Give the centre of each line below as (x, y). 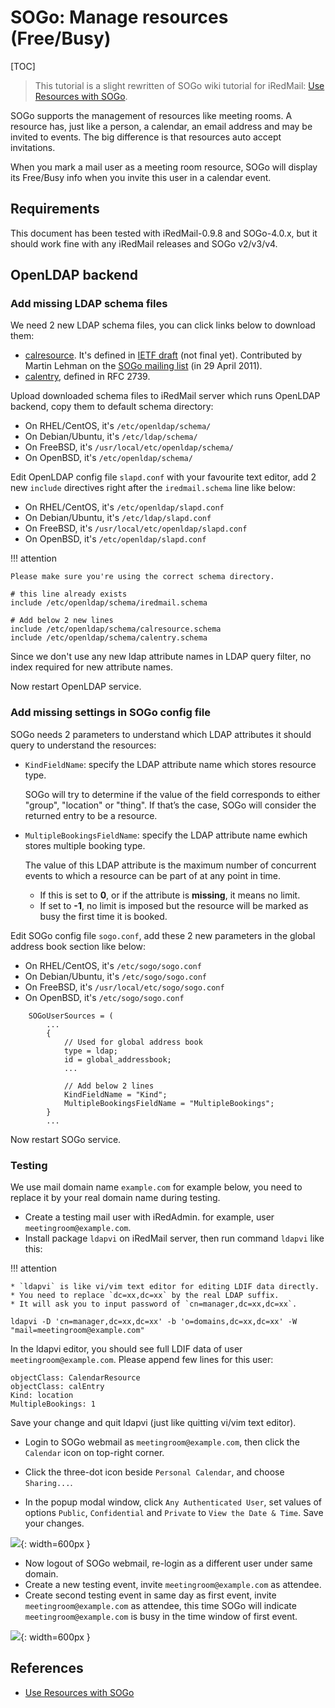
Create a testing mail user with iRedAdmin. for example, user (149, 1217)
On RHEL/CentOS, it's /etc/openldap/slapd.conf (124, 507)
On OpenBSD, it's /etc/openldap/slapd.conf (115, 539)
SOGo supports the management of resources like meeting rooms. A (151, 115)
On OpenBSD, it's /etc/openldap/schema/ (108, 458)
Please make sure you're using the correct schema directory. (142, 577)
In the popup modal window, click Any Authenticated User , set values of (173, 1502)
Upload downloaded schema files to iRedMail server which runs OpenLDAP (165, 396)
